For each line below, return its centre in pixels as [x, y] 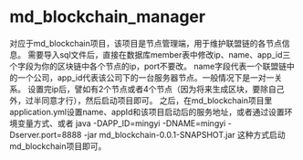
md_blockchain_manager [108, 17]
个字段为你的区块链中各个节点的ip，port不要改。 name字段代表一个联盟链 [148, 66]
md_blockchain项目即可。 [58, 146]
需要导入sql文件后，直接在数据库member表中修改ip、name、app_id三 [159, 54]
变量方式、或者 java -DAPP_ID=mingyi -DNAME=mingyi [121, 123]
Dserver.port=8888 [46, 134]
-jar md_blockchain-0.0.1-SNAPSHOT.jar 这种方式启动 [184, 134]
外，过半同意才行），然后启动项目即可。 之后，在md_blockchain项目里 [141, 100]
